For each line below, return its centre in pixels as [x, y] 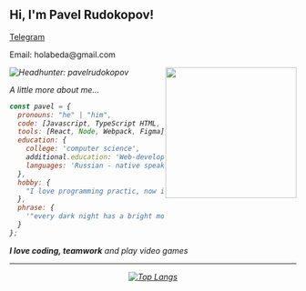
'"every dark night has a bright [89, 216]
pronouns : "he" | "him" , [65, 115]
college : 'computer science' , [83, 149]
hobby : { [34, 182]
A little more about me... [55, 89]
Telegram [27, 36]
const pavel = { [40, 106]
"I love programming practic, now [91, 191]
